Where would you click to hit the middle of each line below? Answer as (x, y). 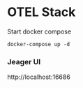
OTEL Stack (41, 12)
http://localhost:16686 (39, 77)
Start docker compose (39, 31)
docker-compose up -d (39, 44)
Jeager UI (24, 61)
